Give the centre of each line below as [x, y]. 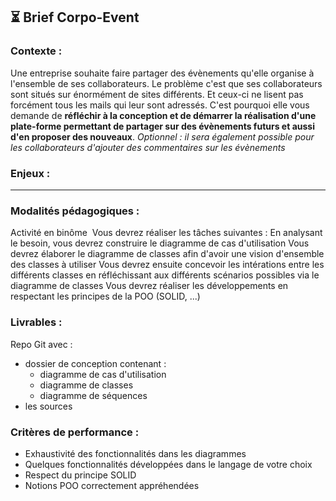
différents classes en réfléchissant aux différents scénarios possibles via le [165, 275]
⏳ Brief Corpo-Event [75, 17]
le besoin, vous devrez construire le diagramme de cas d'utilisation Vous [160, 243]
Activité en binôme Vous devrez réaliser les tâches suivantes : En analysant [166, 233]
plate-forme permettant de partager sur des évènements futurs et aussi [162, 126]
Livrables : [36, 322]
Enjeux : [30, 173]
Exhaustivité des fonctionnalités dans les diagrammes [135, 453]
